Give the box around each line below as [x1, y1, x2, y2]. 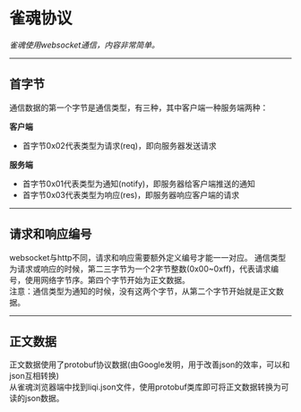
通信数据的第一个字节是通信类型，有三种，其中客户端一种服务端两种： [9, 102, 269, 113]
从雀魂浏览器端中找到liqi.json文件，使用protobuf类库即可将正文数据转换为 [9, 382, 282, 392]
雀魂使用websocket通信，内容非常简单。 [9, 39, 159, 50]
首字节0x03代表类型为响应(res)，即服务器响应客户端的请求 [21, 189, 240, 200]
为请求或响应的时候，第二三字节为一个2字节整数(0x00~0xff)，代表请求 [9, 263, 271, 274]
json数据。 [24, 393, 64, 404]
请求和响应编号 [9, 227, 92, 242]
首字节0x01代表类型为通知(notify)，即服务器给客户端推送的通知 [21, 178, 255, 189]
